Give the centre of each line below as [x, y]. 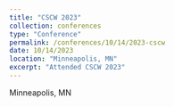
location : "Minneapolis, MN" [63, 59]
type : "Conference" [46, 34]
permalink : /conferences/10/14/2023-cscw [87, 42]
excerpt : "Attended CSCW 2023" [67, 68]
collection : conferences [55, 26]
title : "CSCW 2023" [46, 17]
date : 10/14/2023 [41, 51]
